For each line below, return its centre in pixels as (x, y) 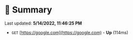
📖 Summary (28, 10)
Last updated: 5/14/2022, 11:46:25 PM (43, 23)
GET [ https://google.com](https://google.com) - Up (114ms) (70, 32)
